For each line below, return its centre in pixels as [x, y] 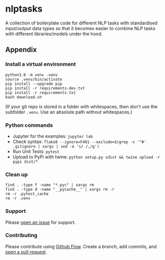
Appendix [21, 50]
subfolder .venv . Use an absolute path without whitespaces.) [69, 112]
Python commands [29, 125]
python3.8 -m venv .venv [31, 75]
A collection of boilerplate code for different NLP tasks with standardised [81, 23]
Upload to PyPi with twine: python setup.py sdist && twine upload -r [86, 157]
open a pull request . [26, 252]
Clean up [16, 175]
